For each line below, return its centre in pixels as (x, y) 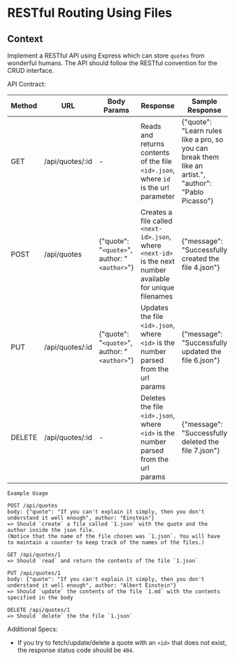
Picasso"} (198, 201)
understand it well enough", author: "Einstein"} (81, 518)
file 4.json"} (201, 267)
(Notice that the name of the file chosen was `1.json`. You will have (114, 536)
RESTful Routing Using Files (90, 13)
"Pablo (193, 192)
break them (200, 157)
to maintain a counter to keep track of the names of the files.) (106, 543)
